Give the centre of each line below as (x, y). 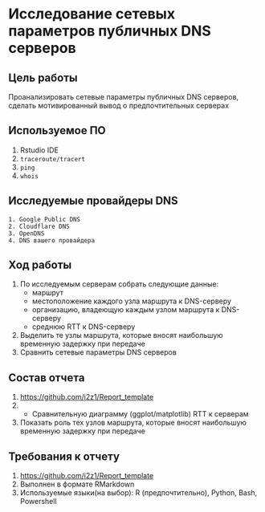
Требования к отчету (64, 456)
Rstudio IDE (39, 150)
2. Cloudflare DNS (39, 226)
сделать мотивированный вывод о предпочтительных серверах (119, 106)
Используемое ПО (57, 130)
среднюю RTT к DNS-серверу (84, 327)
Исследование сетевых (92, 14)
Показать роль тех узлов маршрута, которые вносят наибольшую (133, 423)
